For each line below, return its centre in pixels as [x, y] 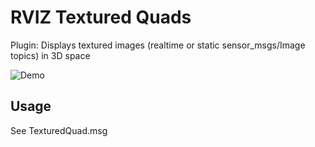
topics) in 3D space [50, 55]
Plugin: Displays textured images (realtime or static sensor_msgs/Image [158, 45]
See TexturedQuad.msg [59, 130]
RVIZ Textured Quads [101, 17]
